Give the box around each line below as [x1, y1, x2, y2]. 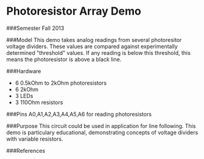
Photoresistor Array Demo [6, 4, 141, 18]
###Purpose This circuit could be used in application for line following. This [6, 122, 196, 129]
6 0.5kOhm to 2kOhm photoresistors [15, 79, 107, 87]
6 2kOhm [15, 85, 38, 93]
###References [6, 147, 46, 154]
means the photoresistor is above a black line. [6, 55, 122, 63]
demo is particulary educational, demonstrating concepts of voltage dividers [6, 129, 199, 136]
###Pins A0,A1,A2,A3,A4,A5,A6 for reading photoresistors [6, 110, 152, 118]
